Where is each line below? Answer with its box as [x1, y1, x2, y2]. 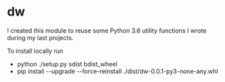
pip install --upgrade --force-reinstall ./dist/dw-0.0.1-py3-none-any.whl [16, 67, 219, 75]
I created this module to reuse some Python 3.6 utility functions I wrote [7, 26, 207, 35]
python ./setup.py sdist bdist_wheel [16, 60, 118, 68]
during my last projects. [7, 33, 74, 41]
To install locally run [7, 47, 64, 55]
